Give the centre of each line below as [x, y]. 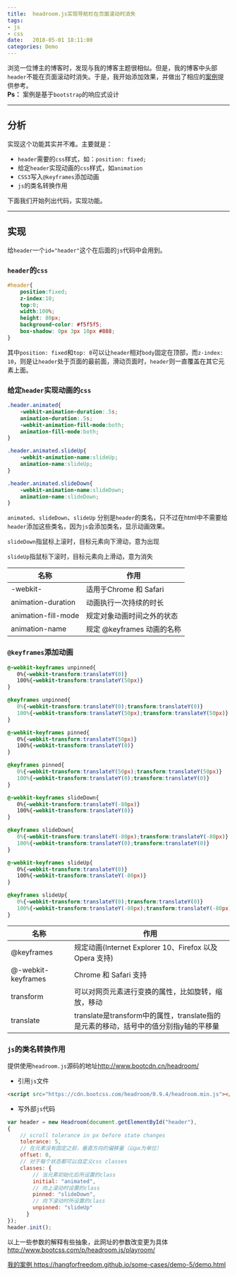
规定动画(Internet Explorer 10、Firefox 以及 [146, 947]
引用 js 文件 [33, 1081]
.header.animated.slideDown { [50, 483]
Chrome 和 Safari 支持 [110, 974]
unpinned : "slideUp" [63, 1208]
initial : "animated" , [65, 1181]
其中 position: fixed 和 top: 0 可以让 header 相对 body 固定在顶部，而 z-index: [115, 352]
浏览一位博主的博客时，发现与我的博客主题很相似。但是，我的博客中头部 [112, 68]
